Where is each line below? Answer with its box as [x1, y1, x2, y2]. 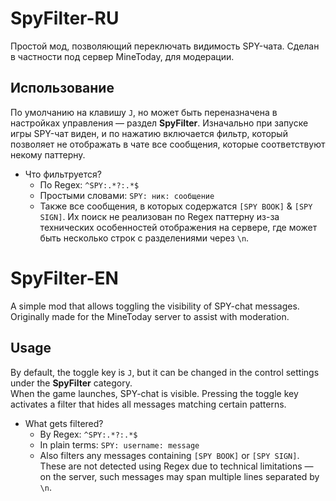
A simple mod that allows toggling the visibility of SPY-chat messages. [10, 300, 300, 312]
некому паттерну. [10, 148, 86, 161]
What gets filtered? [24, 417, 104, 429]
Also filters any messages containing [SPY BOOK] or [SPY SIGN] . [39, 449, 300, 461]
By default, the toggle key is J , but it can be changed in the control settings [10, 366, 320, 378]
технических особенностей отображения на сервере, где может [39, 221, 318, 233]
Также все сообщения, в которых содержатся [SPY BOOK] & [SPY [39, 200, 313, 212]
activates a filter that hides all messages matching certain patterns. [10, 398, 287, 410]
